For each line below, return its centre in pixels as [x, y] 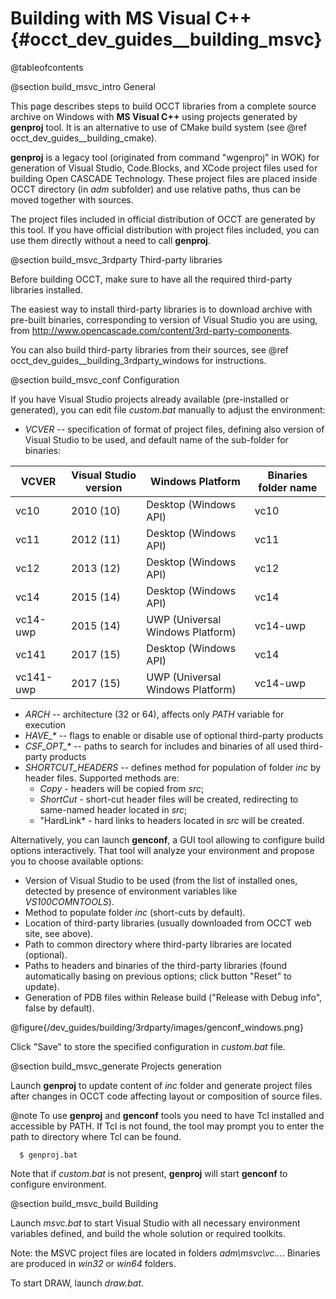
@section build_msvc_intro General [83, 86]
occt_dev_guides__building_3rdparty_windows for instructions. [138, 360]
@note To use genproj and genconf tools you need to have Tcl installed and [167, 1115]
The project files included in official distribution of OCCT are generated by [163, 219]
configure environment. [58, 1184]
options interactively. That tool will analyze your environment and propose [162, 850]
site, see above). [59, 933]
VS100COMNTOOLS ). [69, 901]
